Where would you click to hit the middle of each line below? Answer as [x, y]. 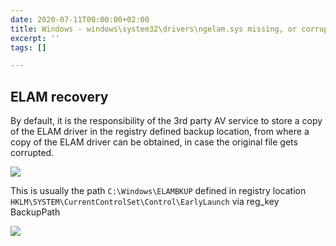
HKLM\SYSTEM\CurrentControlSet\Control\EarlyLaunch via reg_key [145, 202]
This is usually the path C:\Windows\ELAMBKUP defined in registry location [158, 191]
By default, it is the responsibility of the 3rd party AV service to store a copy [166, 121]
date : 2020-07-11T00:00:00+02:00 [80, 19]
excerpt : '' [35, 38]
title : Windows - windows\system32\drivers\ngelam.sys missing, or [154, 29]
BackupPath [35, 212]
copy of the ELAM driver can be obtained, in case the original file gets [154, 142]
